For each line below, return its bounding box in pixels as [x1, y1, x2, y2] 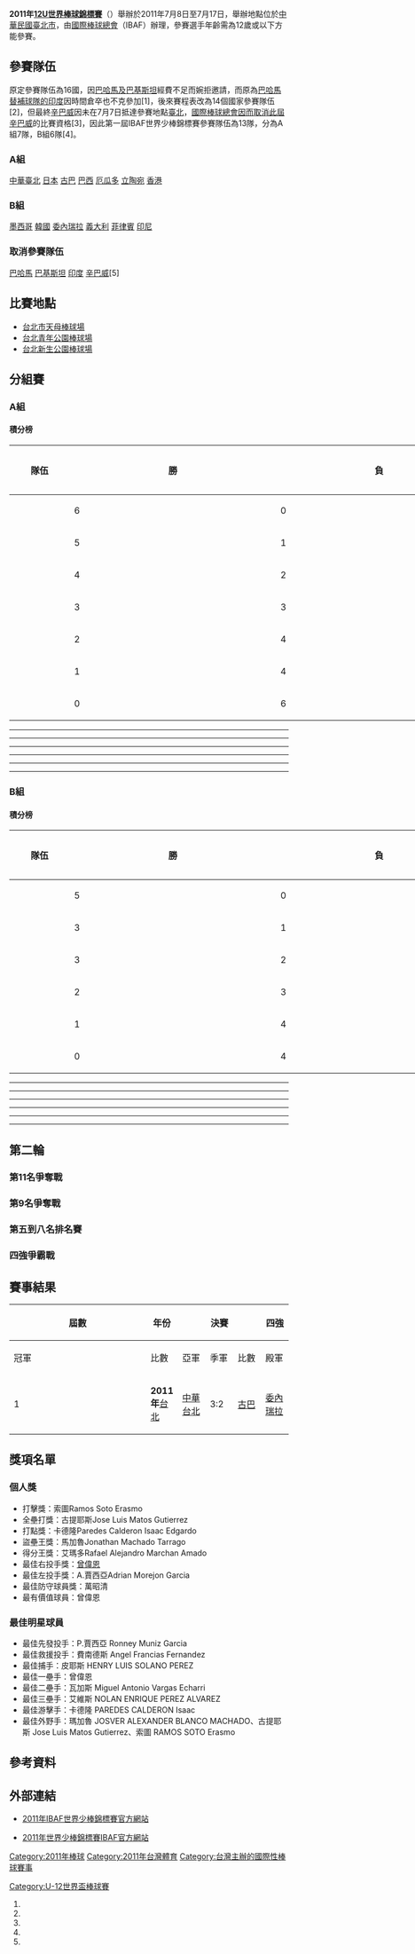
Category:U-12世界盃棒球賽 [9, 1881, 110, 1892]
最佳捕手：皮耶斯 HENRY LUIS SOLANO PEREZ [21, 1660, 194, 1671]
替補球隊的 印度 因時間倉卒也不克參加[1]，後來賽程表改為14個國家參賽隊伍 [9, 95, 275, 106]
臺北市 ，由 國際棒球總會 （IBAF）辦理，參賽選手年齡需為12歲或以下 [32, 20, 276, 30]
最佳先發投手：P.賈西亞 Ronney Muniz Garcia [21, 1638, 188, 1649]
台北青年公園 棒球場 [21, 332, 93, 343]
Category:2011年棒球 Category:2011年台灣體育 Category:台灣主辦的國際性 [9, 1851, 278, 1862]
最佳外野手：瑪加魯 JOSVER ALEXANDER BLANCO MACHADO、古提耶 [21, 1716, 282, 1727]
